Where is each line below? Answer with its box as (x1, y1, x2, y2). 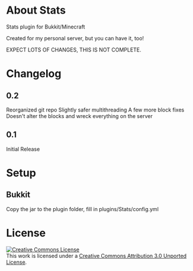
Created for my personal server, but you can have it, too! (6, 34, 144, 42)
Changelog (6, 67, 62, 81)
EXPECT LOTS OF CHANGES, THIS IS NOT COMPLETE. (6, 46, 141, 53)
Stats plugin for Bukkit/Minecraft (6, 23, 85, 30)
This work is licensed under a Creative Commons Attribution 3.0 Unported (6, 252, 187, 259)
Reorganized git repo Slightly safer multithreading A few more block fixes (6, 106, 185, 113)
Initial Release (6, 145, 40, 152)
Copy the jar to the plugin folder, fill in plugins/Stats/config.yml (6, 205, 159, 212)
